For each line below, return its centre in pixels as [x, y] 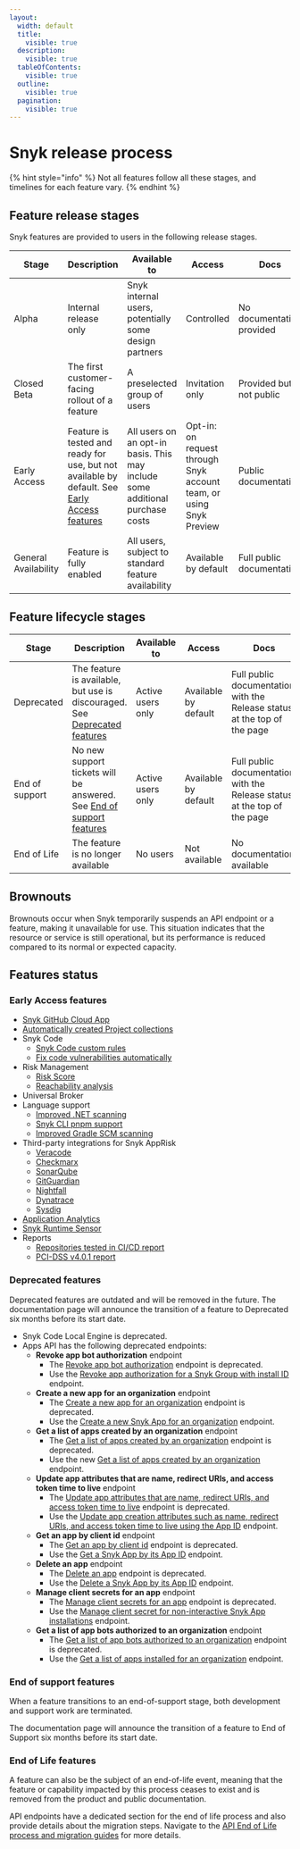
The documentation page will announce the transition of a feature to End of [147, 1728]
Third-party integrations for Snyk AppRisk [99, 1143]
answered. [94, 794]
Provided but [265, 383]
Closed [29, 383]
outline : [33, 84]
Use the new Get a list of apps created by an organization [154, 1459]
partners [145, 352]
